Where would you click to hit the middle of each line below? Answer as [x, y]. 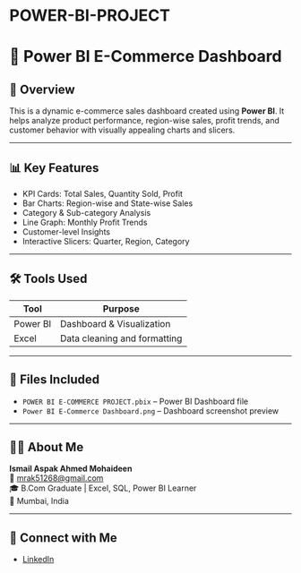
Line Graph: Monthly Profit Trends [85, 222]
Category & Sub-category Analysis [86, 213]
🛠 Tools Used [48, 279]
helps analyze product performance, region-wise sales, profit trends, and [145, 121]
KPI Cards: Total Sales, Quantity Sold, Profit [103, 194]
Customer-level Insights [66, 232]
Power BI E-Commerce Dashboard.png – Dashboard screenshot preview [150, 411]
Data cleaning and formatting [121, 338]
